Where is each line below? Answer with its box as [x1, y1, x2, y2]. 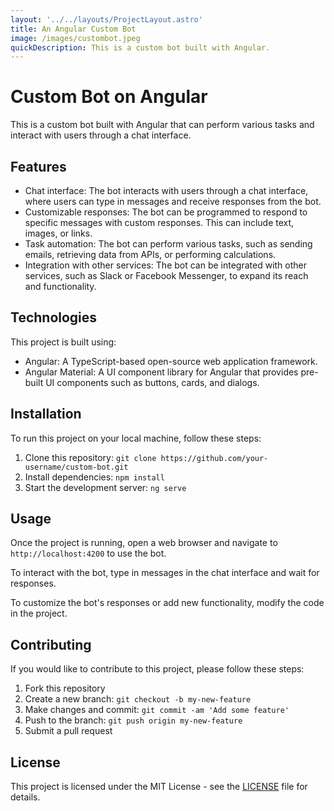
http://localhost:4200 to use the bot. [10, 547, 167, 560]
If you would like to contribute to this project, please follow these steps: [10, 663, 305, 675]
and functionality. [24, 281, 97, 292]
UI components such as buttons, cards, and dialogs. [45, 376, 260, 388]
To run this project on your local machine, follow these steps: [10, 432, 262, 444]
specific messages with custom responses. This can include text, [24, 217, 295, 228]
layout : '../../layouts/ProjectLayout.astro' [10, 14, 203, 25]
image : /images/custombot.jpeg [10, 33, 141, 43]
